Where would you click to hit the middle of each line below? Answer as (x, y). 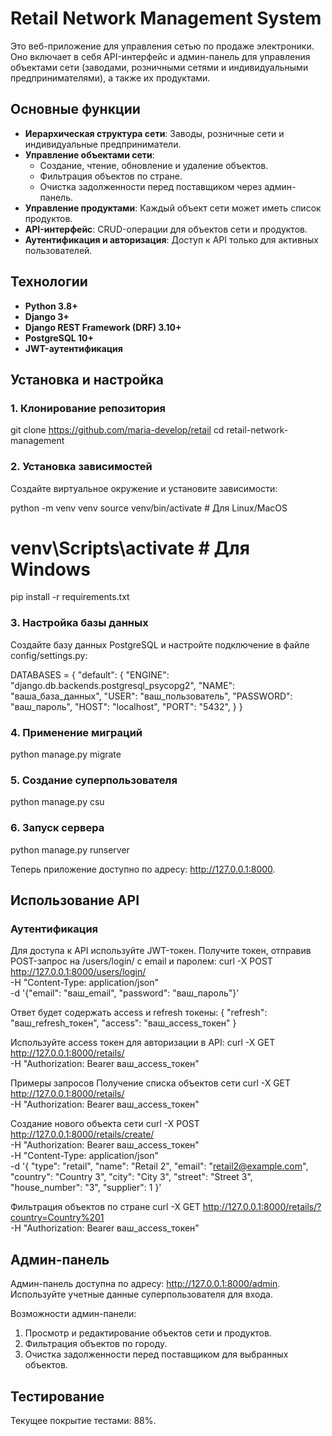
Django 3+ (47, 316)
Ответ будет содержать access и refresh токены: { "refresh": (139, 1013)
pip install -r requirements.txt (70, 597)
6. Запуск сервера (57, 828)
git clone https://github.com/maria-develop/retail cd (117, 430)
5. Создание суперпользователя (94, 780)
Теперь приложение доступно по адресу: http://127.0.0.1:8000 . (143, 869)
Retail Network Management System (166, 18)
